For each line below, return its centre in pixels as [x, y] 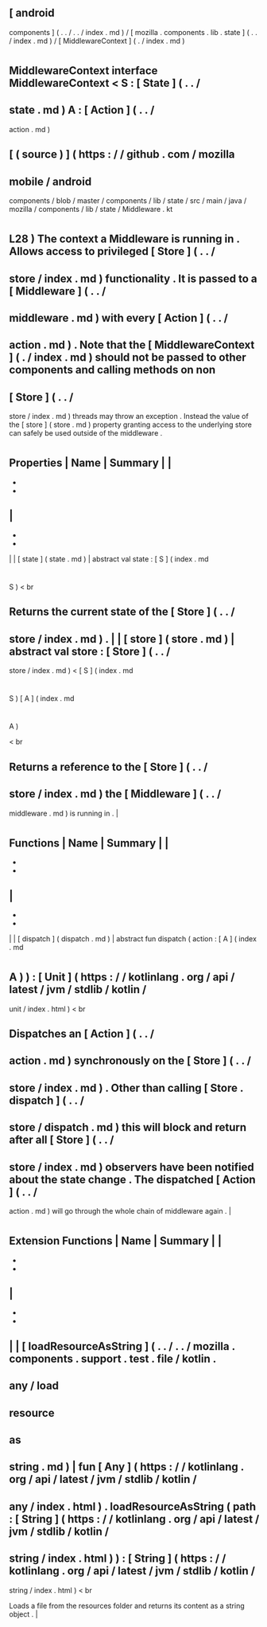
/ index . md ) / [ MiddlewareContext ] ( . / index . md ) [97, 41]
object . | [23, 1614]
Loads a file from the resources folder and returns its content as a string [127, 1605]
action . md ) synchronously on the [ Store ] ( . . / [130, 1061]
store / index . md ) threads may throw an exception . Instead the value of [129, 417]
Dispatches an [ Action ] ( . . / [82, 1034]
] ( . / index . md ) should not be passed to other [128, 358]
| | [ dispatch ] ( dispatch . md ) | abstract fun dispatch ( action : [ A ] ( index [133, 939]
